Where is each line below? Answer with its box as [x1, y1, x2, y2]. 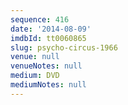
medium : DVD [10, 71, 60, 81]
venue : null [10, 52, 60, 62]
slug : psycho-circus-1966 [10, 42, 118, 53]
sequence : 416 [10, 14, 70, 25]
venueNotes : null [10, 61, 83, 71]
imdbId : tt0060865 [10, 33, 87, 43]
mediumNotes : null [10, 80, 87, 90]
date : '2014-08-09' [10, 24, 92, 34]
